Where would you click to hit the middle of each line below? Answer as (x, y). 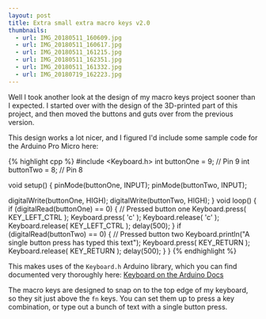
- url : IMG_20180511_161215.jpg (69, 52)
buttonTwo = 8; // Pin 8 (46, 169)
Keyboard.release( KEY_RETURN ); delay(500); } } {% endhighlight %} (123, 251)
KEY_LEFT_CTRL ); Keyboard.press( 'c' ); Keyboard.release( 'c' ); (114, 217)
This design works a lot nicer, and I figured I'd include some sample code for (133, 137)
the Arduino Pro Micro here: (53, 146)
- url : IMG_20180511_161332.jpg (69, 67)
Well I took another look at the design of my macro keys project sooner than (132, 97)
